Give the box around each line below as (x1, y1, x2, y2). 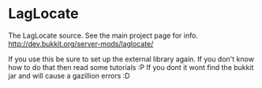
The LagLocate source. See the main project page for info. (8, 31, 199, 40)
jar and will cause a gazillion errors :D (8, 71, 130, 80)
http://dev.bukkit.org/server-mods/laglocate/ (8, 38, 154, 48)
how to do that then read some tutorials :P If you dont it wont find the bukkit (8, 62, 254, 71)
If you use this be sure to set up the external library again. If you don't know (8, 54, 255, 64)
